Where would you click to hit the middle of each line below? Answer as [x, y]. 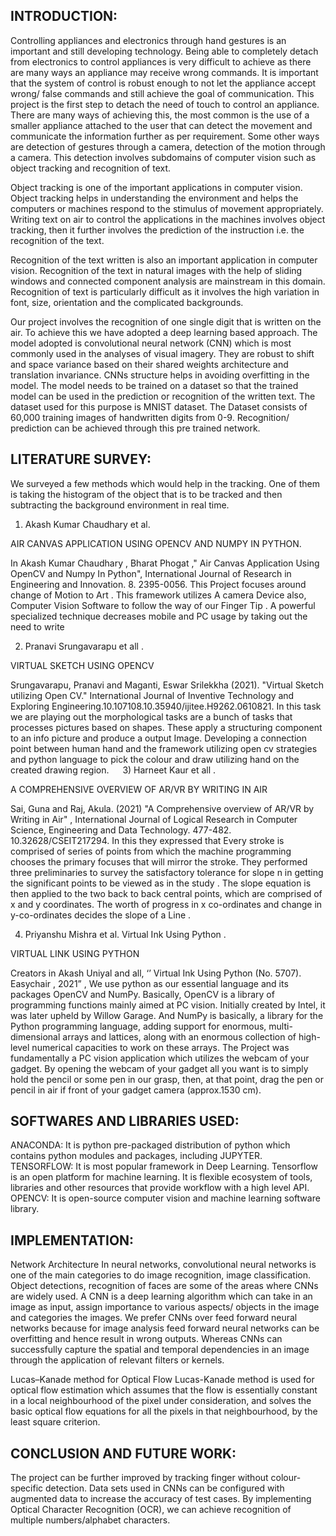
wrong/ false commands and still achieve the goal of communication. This [162, 93]
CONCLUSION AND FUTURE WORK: [123, 1453]
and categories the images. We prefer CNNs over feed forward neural [154, 1318]
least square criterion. [55, 1422]
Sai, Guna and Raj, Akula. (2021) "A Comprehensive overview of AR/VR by [162, 808]
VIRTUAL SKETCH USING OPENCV [82, 665]
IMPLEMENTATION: [72, 1240]
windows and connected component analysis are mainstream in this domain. [168, 281]
